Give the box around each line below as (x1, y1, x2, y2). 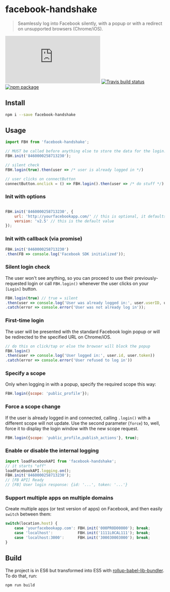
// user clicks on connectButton (5, 176, 76, 181)
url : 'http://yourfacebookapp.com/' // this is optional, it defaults (14, 214, 166, 219)
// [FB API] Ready (5, 477, 44, 483)
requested (5, 280, 27, 286)
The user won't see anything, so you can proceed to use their (5, 275, 134, 281)
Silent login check (5, 264, 51, 271)
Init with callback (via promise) (5, 235, 82, 242)
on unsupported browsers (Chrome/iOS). (17, 25, 103, 31)
